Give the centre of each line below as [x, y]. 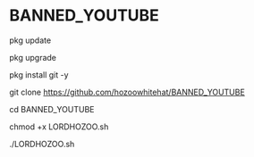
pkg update [30, 40]
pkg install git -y [39, 74]
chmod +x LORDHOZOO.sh [59, 127]
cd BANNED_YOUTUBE [52, 109]
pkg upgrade [33, 57]
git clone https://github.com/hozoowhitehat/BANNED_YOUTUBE [127, 92]
